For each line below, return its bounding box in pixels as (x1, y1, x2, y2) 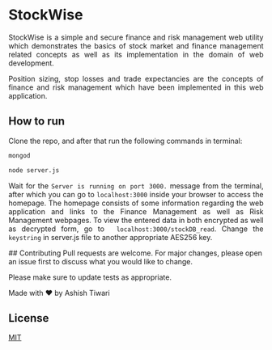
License (8, 311, 49, 325)
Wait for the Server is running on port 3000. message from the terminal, (8, 180, 265, 191)
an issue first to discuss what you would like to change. (8, 256, 193, 266)
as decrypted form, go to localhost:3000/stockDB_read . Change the (8, 224, 264, 234)
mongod (8, 151, 31, 159)
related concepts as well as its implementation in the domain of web (8, 49, 264, 59)
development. (8, 58, 54, 68)
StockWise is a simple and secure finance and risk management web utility (8, 32, 264, 42)
